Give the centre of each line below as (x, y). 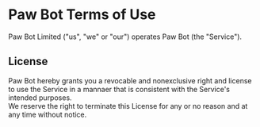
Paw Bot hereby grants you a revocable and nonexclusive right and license (130, 80)
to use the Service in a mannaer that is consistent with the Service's (119, 89)
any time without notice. (48, 114)
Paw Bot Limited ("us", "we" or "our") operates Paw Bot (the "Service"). (125, 37)
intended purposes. (40, 98)
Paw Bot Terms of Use (82, 15)
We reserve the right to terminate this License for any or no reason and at (128, 106)
